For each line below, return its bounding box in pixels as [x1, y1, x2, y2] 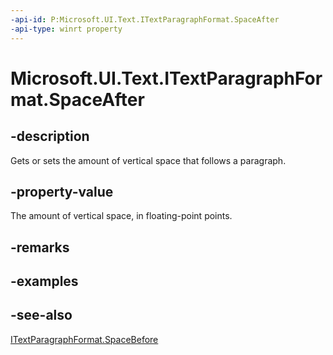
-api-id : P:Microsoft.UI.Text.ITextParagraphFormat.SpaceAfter [10, 14, 280, 25]
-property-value [10, 183, 114, 200]
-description [10, 128, 90, 145]
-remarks [10, 239, 70, 256]
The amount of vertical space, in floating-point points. [10, 210, 233, 222]
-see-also [10, 307, 73, 324]
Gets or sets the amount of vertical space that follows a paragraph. [10, 154, 287, 166]
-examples [10, 273, 79, 290]
